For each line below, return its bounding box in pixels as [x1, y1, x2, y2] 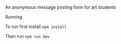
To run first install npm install [5, 23, 67, 29]
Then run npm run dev [5, 33, 50, 39]
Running [5, 14, 22, 19]
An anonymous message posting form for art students [5, 4, 116, 10]
